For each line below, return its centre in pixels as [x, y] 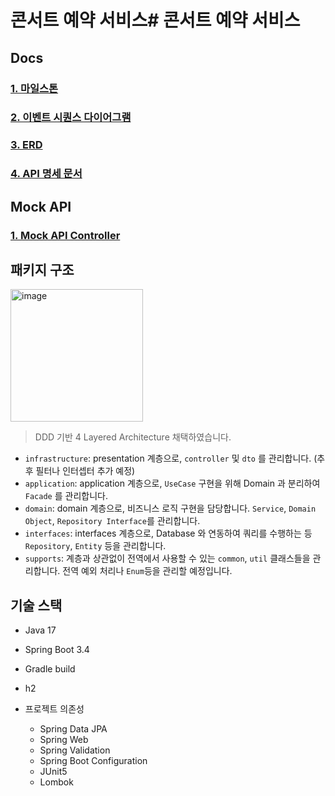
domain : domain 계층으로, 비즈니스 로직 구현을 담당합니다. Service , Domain [170, 508]
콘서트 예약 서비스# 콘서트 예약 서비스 [155, 20]
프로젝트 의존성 [54, 709]
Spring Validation [75, 750]
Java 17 [40, 630]
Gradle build [50, 669]
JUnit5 [53, 772]
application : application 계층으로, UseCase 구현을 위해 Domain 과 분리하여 [172, 483]
